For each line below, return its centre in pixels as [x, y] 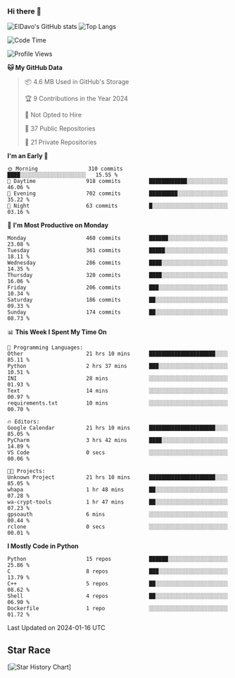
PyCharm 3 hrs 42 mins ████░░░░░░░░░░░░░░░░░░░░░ [118, 441]
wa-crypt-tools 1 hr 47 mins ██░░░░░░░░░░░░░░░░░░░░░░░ [118, 502]
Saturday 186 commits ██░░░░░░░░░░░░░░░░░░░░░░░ [118, 300]
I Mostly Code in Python [43, 546]
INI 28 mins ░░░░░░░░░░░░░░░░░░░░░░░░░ [118, 379]
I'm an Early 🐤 [28, 156]
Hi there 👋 [25, 11]
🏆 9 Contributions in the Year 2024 [76, 99]
